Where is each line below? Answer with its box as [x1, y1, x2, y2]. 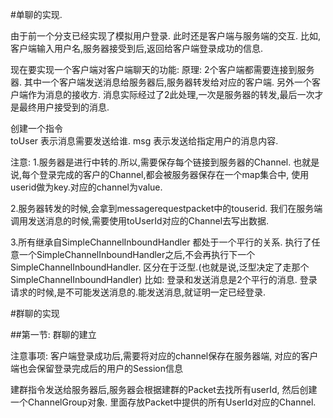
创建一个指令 [10, 123, 63, 134]
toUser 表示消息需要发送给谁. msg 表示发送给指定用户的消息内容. [10, 135, 279, 147]
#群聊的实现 [10, 308, 60, 319]
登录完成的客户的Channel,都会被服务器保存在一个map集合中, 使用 [39, 169, 310, 180]
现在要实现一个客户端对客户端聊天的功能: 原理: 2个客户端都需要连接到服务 [10, 64, 315, 75]
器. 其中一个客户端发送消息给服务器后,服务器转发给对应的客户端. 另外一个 [10, 76, 312, 88]
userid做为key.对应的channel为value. [10, 181, 163, 193]
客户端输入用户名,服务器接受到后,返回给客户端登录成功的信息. [10, 43, 264, 54]
